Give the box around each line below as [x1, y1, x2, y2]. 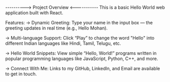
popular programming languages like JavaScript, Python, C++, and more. [5, 56, 158, 62]
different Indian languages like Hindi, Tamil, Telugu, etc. [5, 40, 121, 46]
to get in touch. [5, 71, 37, 77]
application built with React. [5, 10, 63, 16]
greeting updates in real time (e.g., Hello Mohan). [5, 25, 108, 31]
